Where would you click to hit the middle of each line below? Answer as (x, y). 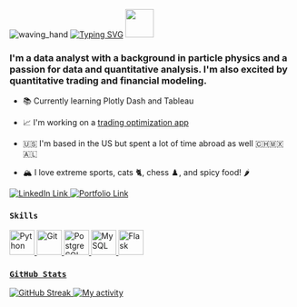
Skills (24, 216)
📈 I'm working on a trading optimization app (105, 123)
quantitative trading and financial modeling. (108, 80)
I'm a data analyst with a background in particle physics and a (148, 57)
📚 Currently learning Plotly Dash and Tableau (108, 101)
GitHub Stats (38, 274)
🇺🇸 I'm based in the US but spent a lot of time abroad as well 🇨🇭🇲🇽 (153, 144)
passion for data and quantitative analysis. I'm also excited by (148, 69)
